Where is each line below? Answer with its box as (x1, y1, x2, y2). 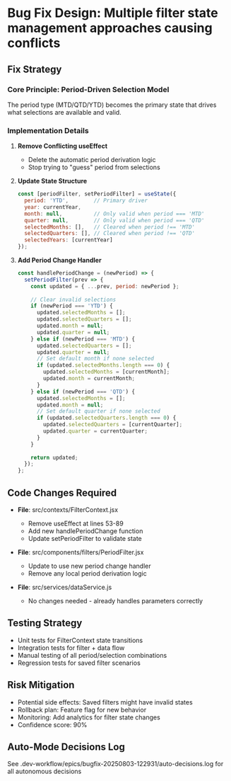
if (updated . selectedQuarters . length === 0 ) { (36, 414, 177, 422)
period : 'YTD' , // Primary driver (24, 197, 148, 205)
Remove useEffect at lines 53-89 (28, 519, 124, 528)
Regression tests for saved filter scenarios (17, 659, 141, 667)
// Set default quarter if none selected (36, 408, 160, 415)
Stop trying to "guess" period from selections (28, 163, 160, 171)
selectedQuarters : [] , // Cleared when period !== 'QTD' (24, 230, 196, 237)
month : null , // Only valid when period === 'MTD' (24, 210, 205, 217)
